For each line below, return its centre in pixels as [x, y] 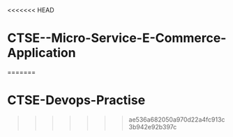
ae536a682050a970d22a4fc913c [177, 119]
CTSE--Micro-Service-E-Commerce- [117, 38]
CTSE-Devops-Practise [76, 100]
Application [42, 53]
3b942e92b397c [153, 127]
